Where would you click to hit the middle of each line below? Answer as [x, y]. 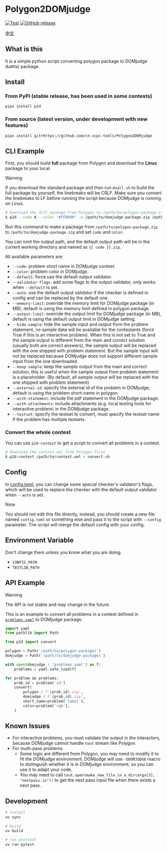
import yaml [17, 628]
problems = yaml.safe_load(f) [45, 669]
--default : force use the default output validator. [62, 277]
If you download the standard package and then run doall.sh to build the [80, 188]
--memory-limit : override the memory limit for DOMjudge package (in [83, 303]
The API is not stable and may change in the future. [58, 604]
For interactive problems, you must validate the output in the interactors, [86, 738]
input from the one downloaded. [45, 361]
